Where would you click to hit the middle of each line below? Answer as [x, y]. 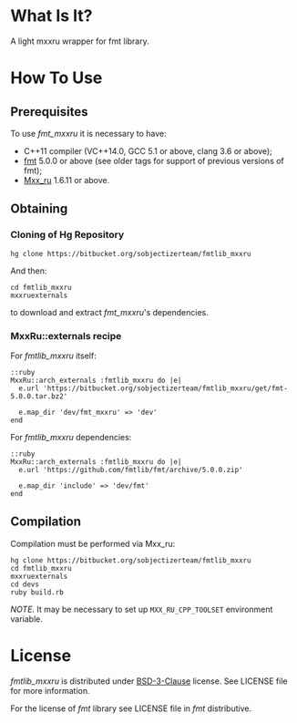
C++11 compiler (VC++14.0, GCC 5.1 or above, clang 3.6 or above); [148, 150]
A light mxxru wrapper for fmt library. [80, 41]
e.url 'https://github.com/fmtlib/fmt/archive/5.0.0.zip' [131, 470]
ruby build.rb [37, 592]
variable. [27, 619]
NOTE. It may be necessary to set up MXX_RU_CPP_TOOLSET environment [142, 609]
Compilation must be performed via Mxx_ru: [93, 543]
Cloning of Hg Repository [67, 235]
